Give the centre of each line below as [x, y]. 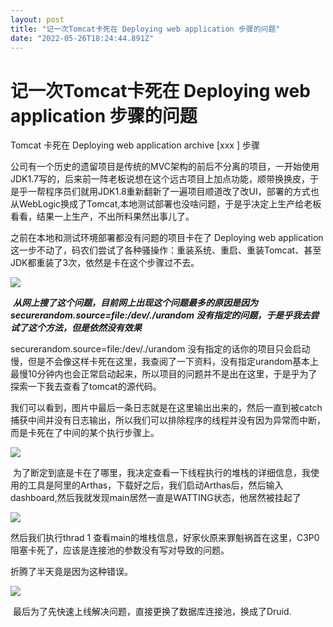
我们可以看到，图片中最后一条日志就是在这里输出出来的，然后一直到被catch [166, 408]
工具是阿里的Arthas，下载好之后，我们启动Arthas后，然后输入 [155, 485]
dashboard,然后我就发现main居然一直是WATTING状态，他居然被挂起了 [156, 498]
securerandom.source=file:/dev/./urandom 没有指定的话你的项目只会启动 [160, 349]
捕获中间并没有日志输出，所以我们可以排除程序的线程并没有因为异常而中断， [168, 420]
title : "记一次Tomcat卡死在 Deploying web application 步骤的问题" [145, 29]
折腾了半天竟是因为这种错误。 [71, 572]
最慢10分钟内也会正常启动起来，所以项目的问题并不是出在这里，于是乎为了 [164, 374]
